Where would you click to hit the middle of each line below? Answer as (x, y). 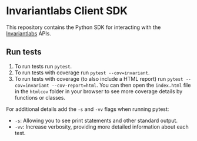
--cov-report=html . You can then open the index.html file (121, 85)
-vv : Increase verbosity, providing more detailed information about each (102, 127)
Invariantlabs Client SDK (67, 11)
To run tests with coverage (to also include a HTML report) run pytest (99, 78)
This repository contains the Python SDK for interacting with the (84, 27)
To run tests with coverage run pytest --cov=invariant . (82, 73)
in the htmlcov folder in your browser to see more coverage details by (98, 91)
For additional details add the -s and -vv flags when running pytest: (88, 109)
